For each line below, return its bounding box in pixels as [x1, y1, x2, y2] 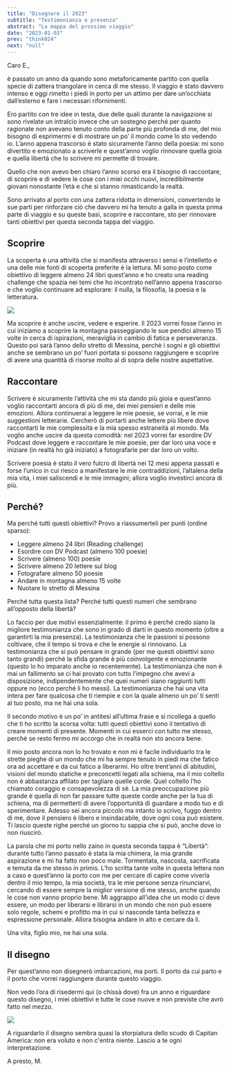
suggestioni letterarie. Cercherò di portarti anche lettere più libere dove [7, 416, 210, 424]
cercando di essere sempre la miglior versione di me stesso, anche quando [7, 886, 221, 894]
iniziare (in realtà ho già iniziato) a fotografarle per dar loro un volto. [7, 445, 199, 453]
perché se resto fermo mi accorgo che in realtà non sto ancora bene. [7, 734, 203, 743]
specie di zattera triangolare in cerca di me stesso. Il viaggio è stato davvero [7, 82, 224, 90]
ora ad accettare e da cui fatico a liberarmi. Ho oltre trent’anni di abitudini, [7, 762, 217, 771]
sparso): [7, 527, 31, 535]
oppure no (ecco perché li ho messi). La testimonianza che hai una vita [7, 684, 208, 693]
